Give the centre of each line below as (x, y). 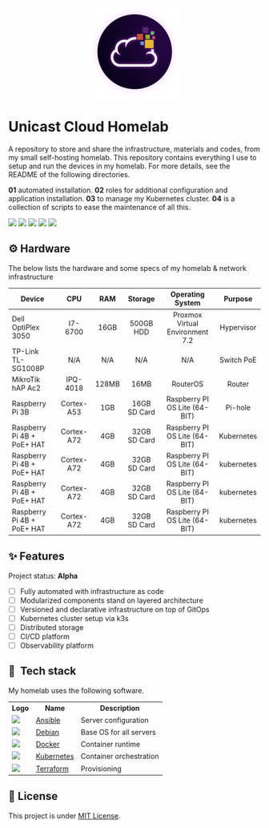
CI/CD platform (45, 636)
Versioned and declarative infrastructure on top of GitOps (114, 609)
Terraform (52, 769)
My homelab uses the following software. (76, 690)
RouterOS (188, 384)
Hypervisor (238, 327)
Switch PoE (239, 360)
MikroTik (26, 380)
